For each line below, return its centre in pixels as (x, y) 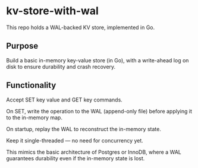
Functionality (31, 85)
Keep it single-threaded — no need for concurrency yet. (75, 140)
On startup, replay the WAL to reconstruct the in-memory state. (84, 129)
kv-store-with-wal (53, 11)
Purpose (22, 46)
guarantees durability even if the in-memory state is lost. (76, 158)
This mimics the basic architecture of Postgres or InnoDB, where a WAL (94, 152)
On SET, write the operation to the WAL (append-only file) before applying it (99, 111)
